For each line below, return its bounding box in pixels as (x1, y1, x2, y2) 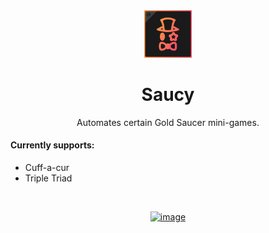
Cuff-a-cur (24, 161, 70, 173)
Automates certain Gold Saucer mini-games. (76, 116, 260, 128)
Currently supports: (10, 139, 95, 151)
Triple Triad (24, 172, 73, 184)
